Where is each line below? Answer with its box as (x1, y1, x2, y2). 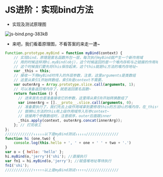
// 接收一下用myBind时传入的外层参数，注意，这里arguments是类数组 (14, 73, 136, 78)
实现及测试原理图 (12, 21, 47, 27)
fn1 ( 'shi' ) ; (5, 163, 29, 168)
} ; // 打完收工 (14, 122, 42, 127)
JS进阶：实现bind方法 (5, 4, 94, 15)
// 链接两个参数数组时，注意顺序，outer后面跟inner (17, 114, 112, 118)
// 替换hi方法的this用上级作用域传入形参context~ (17, 109, 110, 114)
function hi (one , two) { (5, 136, 55, 141)
